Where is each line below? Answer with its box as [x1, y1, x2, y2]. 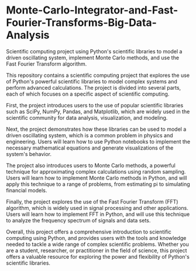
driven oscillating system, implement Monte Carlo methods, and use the [6, 54, 180, 61]
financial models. [6, 187, 47, 194]
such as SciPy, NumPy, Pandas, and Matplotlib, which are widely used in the [6, 108, 190, 115]
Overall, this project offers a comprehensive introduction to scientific [6, 228, 171, 235]
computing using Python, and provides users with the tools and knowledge [6, 234, 187, 241]
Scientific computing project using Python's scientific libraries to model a [6, 48, 183, 55]
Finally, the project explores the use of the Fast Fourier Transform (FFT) [6, 198, 178, 205]
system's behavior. [6, 150, 51, 157]
